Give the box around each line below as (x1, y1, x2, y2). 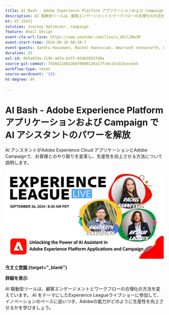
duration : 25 (5, 50, 33, 55)
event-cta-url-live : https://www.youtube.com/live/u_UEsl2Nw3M (5, 35, 141, 40)
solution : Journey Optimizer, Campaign (5, 24, 89, 29)
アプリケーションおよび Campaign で (5, 117, 159, 128)
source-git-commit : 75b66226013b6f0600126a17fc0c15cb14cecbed (5, 61, 138, 66)
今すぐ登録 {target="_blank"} (5, 264, 68, 271)
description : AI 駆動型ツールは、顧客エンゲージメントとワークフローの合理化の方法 (5, 13, 161, 19)
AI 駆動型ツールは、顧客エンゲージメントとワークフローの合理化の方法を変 (5, 286, 161, 292)
